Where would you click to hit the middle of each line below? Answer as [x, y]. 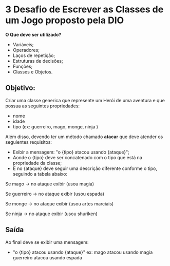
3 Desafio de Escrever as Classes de [84, 9]
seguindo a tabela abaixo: [40, 174]
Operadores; [26, 50]
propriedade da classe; [37, 163]
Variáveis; [23, 44]
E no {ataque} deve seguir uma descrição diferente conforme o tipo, [85, 168]
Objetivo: [21, 88]
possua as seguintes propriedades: [43, 106]
